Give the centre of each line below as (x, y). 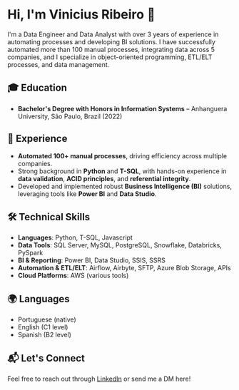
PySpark (30, 253)
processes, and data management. (59, 64)
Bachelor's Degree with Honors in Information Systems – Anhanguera (122, 108)
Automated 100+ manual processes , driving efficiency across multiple (122, 155)
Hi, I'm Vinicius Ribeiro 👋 (81, 15)
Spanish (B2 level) (44, 335)
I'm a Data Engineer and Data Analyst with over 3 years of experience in (113, 34)
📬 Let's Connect (46, 358)
